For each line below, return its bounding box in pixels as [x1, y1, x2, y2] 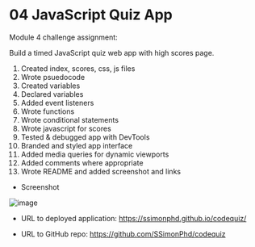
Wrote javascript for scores [20, 123, 111, 133]
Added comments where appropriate [20, 157, 144, 167]
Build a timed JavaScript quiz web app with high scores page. [9, 48, 215, 57]
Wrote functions [20, 107, 75, 116]
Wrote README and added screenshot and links [20, 166, 181, 176]
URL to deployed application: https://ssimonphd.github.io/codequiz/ [20, 213, 247, 223]
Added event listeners [20, 98, 94, 107]
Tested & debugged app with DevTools [20, 132, 150, 142]
